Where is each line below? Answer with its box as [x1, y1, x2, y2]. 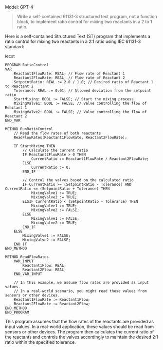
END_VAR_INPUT [14, 272, 42, 276]
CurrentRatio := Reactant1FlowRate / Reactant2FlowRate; [31, 156, 149, 161]
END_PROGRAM [5, 310, 29, 315]
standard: [5, 44, 24, 49]
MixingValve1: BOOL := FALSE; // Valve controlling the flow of [14, 101, 147, 106]
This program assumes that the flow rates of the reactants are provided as [5, 319, 154, 324]
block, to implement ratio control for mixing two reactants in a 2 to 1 [17, 19, 152, 24]
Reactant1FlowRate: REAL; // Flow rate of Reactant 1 [14, 71, 125, 76]
